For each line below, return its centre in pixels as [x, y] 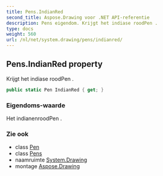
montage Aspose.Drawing [47, 166]
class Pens [28, 154]
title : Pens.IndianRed [35, 12]
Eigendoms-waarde [36, 105]
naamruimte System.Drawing [51, 160]
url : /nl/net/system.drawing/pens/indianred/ [64, 40]
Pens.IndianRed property [54, 64]
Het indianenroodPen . [34, 118]
